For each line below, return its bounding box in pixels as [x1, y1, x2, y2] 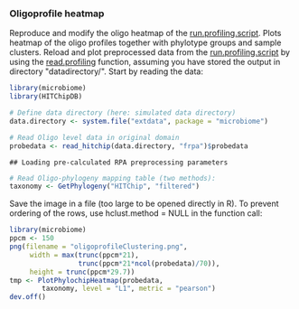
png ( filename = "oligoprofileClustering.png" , [9, 242, 188, 251]
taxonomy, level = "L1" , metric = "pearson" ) [42, 284, 217, 294]
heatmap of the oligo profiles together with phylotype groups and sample [9, 37, 282, 48]
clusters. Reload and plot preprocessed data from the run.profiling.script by [9, 47, 291, 58]
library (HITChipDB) [9, 92, 83, 101]
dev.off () [9, 293, 47, 302]
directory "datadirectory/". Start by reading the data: [9, 66, 203, 77]
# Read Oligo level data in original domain [9, 133, 180, 142]
